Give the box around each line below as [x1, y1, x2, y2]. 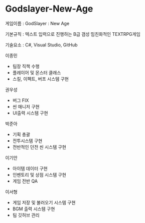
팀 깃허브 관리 [12, 212, 40, 218]
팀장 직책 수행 [12, 63, 40, 69]
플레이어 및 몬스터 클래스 [12, 69, 61, 76]
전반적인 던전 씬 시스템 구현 [12, 144, 67, 150]
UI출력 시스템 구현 [12, 109, 49, 116]
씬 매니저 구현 [12, 103, 40, 109]
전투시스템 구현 [12, 137, 43, 144]
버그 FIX [12, 97, 29, 103]
